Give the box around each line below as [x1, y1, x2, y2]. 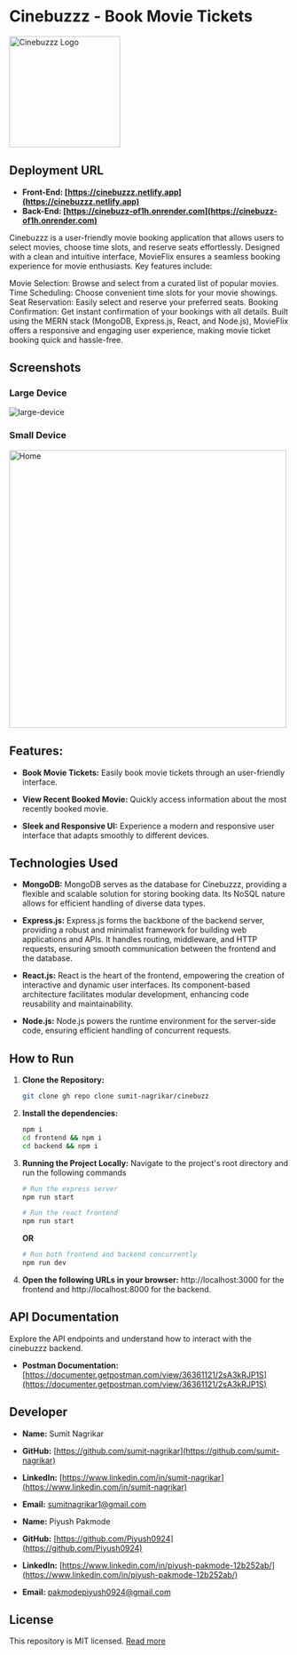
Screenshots [9, 360, 82, 375]
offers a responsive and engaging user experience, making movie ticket [9, 324, 271, 335]
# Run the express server [21, 1184, 118, 1193]
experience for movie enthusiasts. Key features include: [9, 260, 213, 271]
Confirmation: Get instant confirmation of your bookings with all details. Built [9, 306, 288, 316]
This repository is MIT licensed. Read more [9, 1635, 166, 1646]
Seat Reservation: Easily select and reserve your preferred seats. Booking [9, 296, 279, 308]
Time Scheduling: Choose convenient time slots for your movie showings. [9, 287, 278, 298]
